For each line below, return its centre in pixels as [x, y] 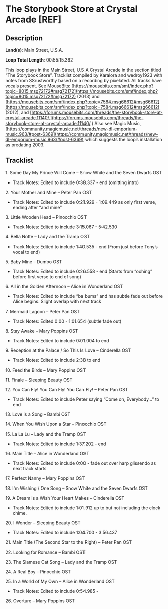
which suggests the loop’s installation [123, 139]
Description [24, 38]
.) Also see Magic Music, [115, 123]
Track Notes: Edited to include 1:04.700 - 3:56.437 [65, 532]
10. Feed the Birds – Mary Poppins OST [46, 370]
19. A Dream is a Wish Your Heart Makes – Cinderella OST [65, 498]
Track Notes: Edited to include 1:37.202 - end [59, 444]
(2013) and [88, 97]
